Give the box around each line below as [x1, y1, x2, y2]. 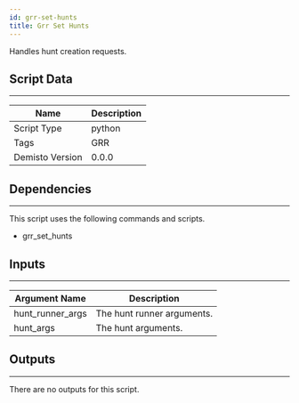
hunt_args [13, 321, 55, 334]
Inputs [9, 256, 46, 271]
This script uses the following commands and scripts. [9, 214, 206, 224]
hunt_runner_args [13, 307, 87, 319]
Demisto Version [13, 151, 83, 164]
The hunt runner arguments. [95, 307, 214, 319]
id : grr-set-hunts [9, 12, 77, 22]
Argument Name [14, 292, 86, 304]
